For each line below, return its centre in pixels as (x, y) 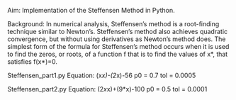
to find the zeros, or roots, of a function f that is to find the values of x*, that (118, 54)
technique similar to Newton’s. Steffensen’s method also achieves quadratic (118, 32)
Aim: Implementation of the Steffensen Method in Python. (91, 10)
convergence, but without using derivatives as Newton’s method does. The (117, 39)
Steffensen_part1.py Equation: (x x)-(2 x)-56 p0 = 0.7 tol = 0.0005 (102, 75)
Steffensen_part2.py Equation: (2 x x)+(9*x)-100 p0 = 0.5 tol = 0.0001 (107, 89)
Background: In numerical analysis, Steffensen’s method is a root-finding (113, 24)
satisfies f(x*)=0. (33, 62)
